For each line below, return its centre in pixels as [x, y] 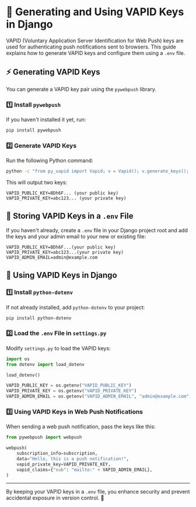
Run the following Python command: [50, 161]
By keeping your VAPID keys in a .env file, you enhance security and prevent [98, 492]
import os [18, 359]
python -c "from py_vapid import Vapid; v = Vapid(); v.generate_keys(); [98, 171]
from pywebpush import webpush [44, 437]
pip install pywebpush [34, 130]
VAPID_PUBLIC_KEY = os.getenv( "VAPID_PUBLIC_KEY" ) [69, 385]
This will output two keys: [37, 182]
